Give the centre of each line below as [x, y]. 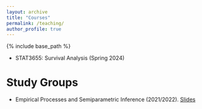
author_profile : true [34, 29]
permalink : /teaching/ [35, 23]
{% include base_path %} [39, 46]
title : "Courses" [28, 18]
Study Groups [42, 83]
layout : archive [27, 12]
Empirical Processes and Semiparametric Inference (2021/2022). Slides [105, 100]
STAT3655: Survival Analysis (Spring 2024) [70, 58]
